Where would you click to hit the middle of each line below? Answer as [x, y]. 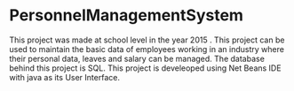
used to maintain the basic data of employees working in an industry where [147, 49]
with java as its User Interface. [64, 77]
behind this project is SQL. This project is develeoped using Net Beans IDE [145, 68]
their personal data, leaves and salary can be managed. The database [137, 58]
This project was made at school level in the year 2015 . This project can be [147, 40]
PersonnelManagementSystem [127, 15]
